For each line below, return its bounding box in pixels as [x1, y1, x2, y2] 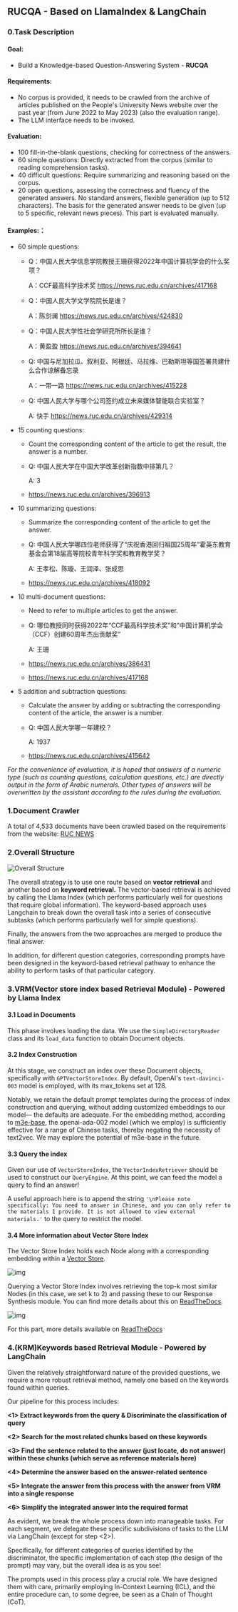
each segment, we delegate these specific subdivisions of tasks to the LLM [7, 1524, 229, 1533]
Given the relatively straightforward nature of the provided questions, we [7, 1368, 221, 1376]
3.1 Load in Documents [7, 1010, 76, 1019]
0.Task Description [7, 27, 75, 37]
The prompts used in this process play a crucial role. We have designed [7, 1575, 217, 1583]
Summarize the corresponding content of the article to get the [28, 518, 211, 527]
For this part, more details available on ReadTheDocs [7, 1325, 163, 1333]
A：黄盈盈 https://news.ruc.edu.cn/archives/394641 [28, 342, 182, 351]
